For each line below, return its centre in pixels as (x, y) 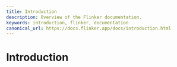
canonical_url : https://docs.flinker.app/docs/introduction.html (88, 28)
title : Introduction (32, 12)
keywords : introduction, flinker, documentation (67, 23)
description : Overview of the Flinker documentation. (74, 17)
